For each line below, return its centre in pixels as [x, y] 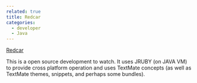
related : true [24, 11]
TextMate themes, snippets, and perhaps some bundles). [76, 74]
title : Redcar [24, 17]
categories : [21, 22]
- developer [26, 28]
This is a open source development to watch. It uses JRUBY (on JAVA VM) [97, 62]
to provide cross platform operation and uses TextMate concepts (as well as [99, 68]
